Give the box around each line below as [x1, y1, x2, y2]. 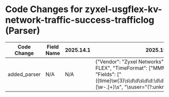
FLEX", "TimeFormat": [95, 64, 147, 71]
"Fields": [95, 71, 116, 78]
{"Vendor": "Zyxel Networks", [95, 58, 165, 65]
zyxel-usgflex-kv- [84, 4, 162, 15]
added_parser [8, 71, 41, 78]
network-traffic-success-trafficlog [5, 14, 154, 26]
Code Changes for [5, 4, 83, 15]
